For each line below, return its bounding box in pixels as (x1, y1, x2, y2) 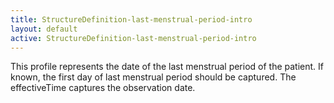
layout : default (10, 24, 78, 34)
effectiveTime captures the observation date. (10, 82, 196, 94)
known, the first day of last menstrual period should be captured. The (10, 71, 297, 83)
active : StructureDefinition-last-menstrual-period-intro (10, 33, 257, 43)
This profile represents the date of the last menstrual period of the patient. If (10, 61, 325, 73)
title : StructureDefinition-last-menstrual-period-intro (10, 14, 253, 25)
